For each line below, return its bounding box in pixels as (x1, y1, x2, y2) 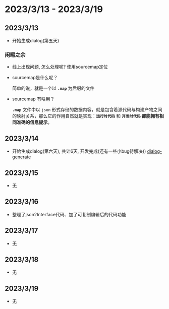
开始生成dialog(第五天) (12, 38, 60, 43)
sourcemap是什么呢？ (12, 75, 58, 81)
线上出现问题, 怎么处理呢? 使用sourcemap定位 (12, 64, 108, 70)
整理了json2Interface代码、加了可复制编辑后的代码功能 (12, 211, 127, 217)
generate (12, 154, 31, 160)
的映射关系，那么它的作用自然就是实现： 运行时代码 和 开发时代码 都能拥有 (12, 113, 159, 119)
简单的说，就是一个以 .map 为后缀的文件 (12, 85, 95, 91)
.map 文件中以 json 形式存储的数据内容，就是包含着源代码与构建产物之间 (12, 107, 162, 113)
